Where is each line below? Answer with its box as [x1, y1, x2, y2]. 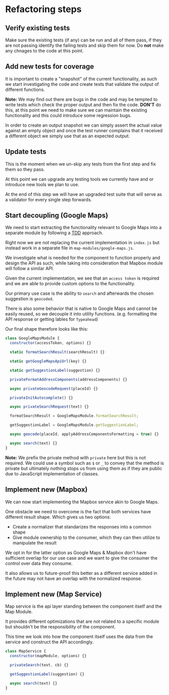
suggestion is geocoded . [5, 296, 54, 302]
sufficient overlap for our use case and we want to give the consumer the [5, 555, 158, 561]
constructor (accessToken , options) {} [10, 341, 92, 346]
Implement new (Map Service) [5, 590, 102, 599]
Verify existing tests [5, 24, 70, 32]
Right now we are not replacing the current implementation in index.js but [5, 240, 160, 246]
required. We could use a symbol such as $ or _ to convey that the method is [5, 460, 164, 466]
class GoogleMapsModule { [5, 336, 60, 341]
